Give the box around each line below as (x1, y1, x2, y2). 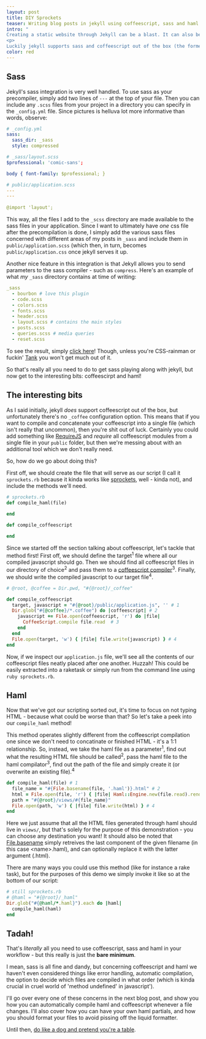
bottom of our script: (6, 877, 59, 885)
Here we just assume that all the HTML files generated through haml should (6, 820, 197, 827)
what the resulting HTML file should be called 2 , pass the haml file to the (6, 752, 188, 760)
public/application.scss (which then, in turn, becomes (6, 242, 147, 249)
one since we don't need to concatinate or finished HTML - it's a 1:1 (6, 738, 177, 745)
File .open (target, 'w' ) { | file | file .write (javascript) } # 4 (12, 636, 177, 642)
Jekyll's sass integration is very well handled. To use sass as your (6, 88, 173, 95)
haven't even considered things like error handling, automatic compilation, (6, 970, 194, 977)
